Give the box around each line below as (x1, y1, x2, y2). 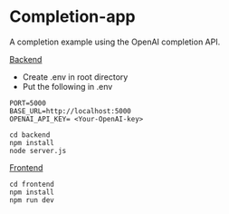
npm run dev (9, 195, 54, 205)
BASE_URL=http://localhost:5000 (9, 106, 131, 115)
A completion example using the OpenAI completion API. (9, 36, 221, 47)
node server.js (9, 146, 67, 155)
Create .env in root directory (22, 71, 129, 83)
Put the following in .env (22, 81, 113, 92)
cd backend (9, 130, 51, 140)
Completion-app (9, 6, 136, 27)
